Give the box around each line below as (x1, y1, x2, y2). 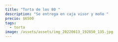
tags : (5, 20, 16, 26)
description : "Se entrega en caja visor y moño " (5, 12, 109, 16)
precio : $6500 (5, 16, 34, 21)
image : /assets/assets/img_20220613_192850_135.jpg (5, 29, 113, 34)
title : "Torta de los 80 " (5, 7, 60, 12)
